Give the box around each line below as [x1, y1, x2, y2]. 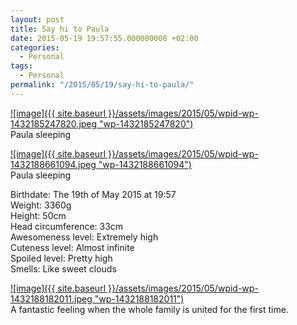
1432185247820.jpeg [10, 117, 98, 130]
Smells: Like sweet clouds [10, 262, 117, 275]
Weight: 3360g [10, 199, 72, 211]
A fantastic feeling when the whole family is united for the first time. [10, 303, 289, 315]
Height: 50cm [10, 209, 67, 221]
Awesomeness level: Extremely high [10, 231, 159, 243]
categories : [10, 42, 60, 53]
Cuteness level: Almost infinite [10, 241, 135, 253]
